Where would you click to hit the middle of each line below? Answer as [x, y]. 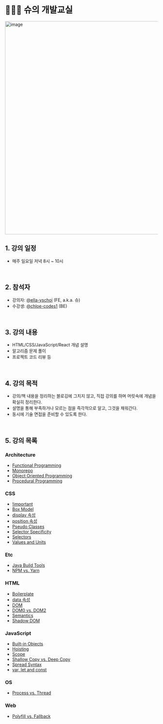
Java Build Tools [28, 565]
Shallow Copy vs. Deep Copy [41, 659]
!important [22, 504]
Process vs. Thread [32, 693]
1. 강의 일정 [21, 248]
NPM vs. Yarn [26, 571]
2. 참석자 [18, 287]
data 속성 [21, 599]
